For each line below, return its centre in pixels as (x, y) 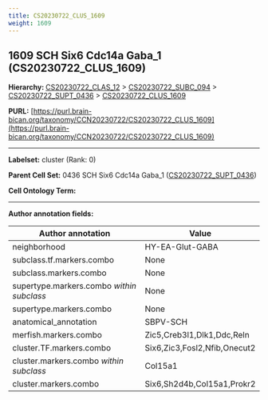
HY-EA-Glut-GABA (182, 247)
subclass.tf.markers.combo (63, 260)
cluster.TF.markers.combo (62, 348)
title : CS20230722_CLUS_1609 (57, 16)
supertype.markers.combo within (75, 286)
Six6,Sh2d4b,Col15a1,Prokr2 (200, 384)
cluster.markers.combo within (68, 361)
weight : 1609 (30, 23)
